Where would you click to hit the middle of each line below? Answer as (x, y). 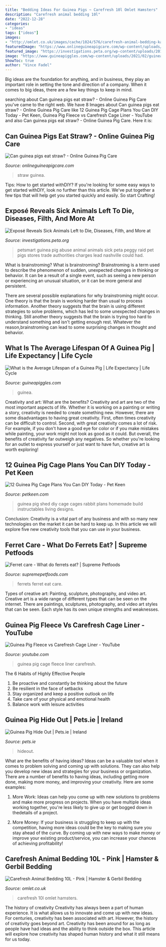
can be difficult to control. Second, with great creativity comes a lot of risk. (81, 423)
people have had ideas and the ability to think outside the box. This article (80, 929)
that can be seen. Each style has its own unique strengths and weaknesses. (82, 609)
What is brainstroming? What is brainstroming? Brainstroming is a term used (83, 265)
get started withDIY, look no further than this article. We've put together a (80, 190)
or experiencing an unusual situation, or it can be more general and (73, 281)
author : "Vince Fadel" (28, 65)
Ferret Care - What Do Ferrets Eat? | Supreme (76, 545)
